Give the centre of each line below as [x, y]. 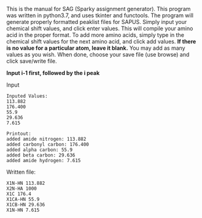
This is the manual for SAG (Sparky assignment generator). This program [99, 9]
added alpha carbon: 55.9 [39, 150]
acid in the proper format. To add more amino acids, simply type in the [95, 35]
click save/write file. [32, 61]
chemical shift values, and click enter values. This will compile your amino [100, 28]
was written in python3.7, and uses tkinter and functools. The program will [100, 15]
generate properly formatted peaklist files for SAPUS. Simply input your [97, 22]
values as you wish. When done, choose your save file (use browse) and [98, 54]
